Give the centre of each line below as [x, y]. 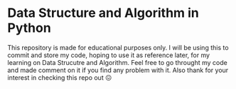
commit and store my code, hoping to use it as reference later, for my [109, 55]
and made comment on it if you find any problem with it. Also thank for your [118, 70]
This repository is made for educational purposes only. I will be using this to [118, 47]
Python [29, 28]
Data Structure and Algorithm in [103, 13]
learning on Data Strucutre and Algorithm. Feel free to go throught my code [117, 62]
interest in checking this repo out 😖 [60, 77]
